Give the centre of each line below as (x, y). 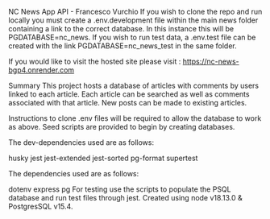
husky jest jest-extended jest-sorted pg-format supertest (103, 158)
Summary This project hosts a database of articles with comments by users (134, 85)
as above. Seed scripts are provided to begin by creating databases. (122, 127)
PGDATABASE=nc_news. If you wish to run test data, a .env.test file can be (132, 37)
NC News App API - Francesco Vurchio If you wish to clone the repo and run (135, 12)
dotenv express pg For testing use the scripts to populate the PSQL (120, 189)
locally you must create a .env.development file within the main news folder (133, 20)
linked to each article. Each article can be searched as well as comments (129, 94)
